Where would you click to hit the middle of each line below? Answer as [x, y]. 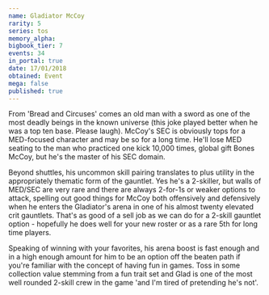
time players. [30, 233]
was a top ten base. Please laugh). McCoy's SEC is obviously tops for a [127, 131]
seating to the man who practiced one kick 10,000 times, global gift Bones [132, 148]
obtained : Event [36, 76]
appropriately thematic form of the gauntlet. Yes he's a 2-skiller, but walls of [135, 181]
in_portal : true [36, 61]
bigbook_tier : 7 [36, 46]
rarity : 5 [25, 23]
